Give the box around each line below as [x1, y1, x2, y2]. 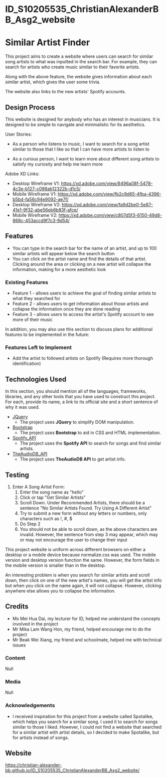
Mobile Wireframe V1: [12, 191, 57, 197]
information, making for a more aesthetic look [12, 266, 106, 272]
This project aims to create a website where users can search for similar [5, 53, 154, 59]
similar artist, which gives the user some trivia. [5, 79, 101, 85]
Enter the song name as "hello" [19, 489, 84, 495]
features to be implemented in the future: [5, 331, 90, 337]
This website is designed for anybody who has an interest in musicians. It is [5, 116, 161, 122]
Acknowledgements [5, 702, 55, 709]
